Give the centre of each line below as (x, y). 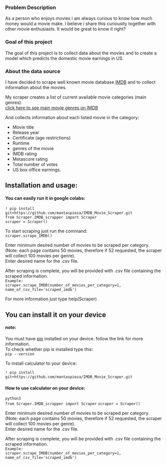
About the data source (33, 71)
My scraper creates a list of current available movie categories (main (76, 97)
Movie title (23, 127)
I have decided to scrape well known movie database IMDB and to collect (81, 82)
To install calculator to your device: (41, 363)
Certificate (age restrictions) (41, 138)
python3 (13, 399)
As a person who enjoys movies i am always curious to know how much (79, 19)
